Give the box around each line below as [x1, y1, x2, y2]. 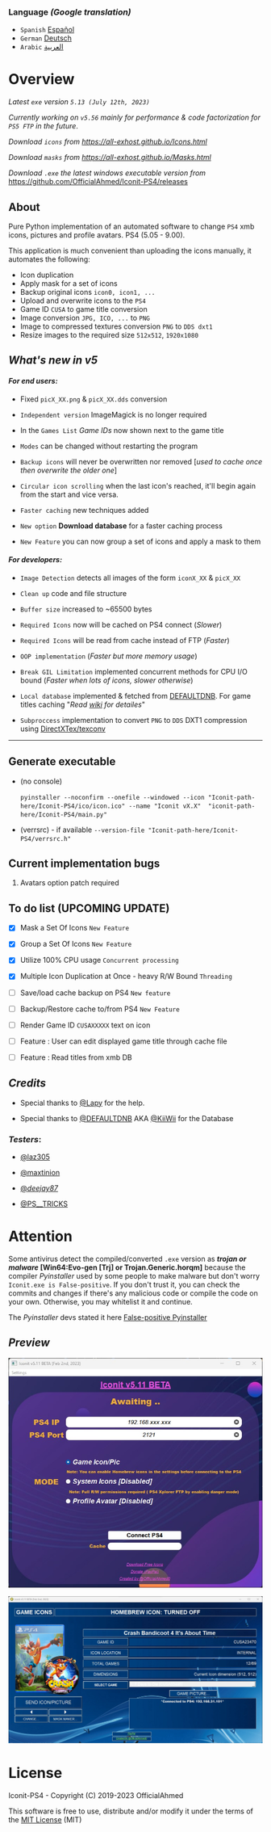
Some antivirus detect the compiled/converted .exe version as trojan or [8, 1254, 247, 1263]
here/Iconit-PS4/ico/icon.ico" [19, 802, 126, 810]
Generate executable [8, 754, 116, 769]
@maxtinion [19, 1167, 60, 1177]
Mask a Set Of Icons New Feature [19, 923, 130, 933]
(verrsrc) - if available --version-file [19, 825, 145, 834]
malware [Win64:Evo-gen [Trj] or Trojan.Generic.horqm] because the [8, 1263, 246, 1272]
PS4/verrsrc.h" [19, 834, 72, 842]
